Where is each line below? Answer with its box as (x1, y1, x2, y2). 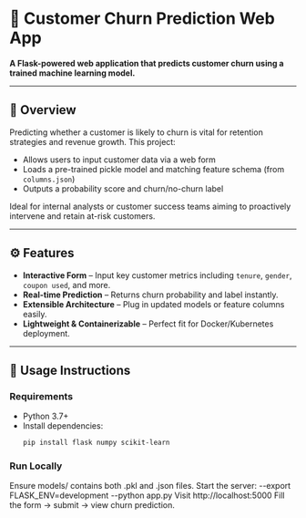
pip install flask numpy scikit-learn (22, 438, 170, 448)
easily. (22, 308, 47, 319)
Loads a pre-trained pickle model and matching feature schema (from (22, 163, 285, 174)
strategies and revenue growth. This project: (9, 136, 176, 147)
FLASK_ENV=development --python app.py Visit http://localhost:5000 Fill (9, 490, 285, 501)
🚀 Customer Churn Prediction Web (9, 8, 275, 29)
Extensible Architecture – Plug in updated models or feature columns (22, 298, 285, 309)
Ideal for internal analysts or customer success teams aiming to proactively (9, 201, 291, 212)
